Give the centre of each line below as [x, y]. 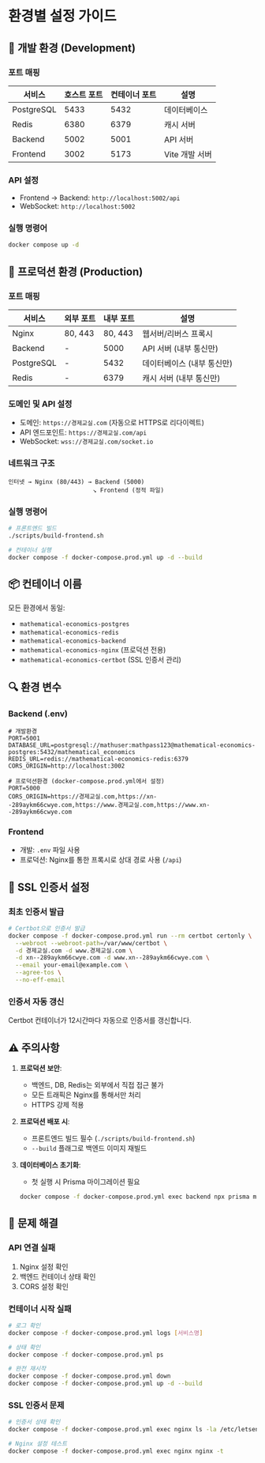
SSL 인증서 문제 [36, 1405]
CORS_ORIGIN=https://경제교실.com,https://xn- [83, 796]
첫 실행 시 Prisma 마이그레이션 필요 [86, 1182]
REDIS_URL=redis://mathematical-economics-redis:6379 [99, 759]
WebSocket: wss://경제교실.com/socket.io [86, 441]
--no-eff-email [40, 980]
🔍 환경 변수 [35, 687]
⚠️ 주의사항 [34, 1048]
